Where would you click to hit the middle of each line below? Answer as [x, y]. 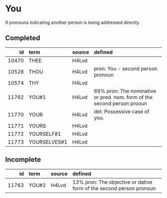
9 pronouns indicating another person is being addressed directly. [73, 22]
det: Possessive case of [122, 111]
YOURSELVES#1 [48, 142]
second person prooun [121, 103]
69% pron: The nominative [125, 91]
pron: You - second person [125, 69]
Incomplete [23, 160]
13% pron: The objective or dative [112, 182]
